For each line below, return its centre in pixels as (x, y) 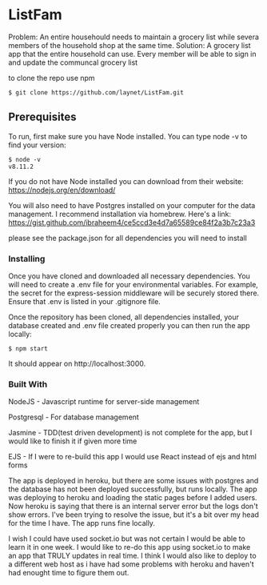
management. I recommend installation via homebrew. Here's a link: (120, 214)
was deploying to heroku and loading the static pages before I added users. (133, 498)
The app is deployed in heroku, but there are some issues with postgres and (133, 481)
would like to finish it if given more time (73, 441)
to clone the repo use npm (52, 78)
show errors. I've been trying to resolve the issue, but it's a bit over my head (134, 515)
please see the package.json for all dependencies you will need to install (128, 238)
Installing (27, 258)
